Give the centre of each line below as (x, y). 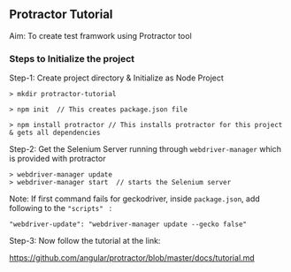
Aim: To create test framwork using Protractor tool (100, 35)
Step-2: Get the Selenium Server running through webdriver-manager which (145, 149)
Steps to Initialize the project (72, 58)
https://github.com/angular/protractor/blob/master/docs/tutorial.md (132, 258)
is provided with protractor (57, 159)
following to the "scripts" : (61, 208)
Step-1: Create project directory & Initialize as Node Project (116, 78)
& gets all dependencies (55, 133)
